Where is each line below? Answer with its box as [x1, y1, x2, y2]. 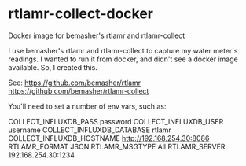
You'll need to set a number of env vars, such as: [8, 101, 167, 111]
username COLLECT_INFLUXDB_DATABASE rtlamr [8, 125, 171, 135]
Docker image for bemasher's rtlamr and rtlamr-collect [8, 31, 185, 40]
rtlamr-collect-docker [8, 5, 153, 23]
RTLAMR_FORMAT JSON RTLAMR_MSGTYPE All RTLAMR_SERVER [8, 142, 226, 151]
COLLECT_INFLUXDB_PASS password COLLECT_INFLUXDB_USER [8, 116, 224, 126]
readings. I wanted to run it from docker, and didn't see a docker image [8, 54, 238, 64]
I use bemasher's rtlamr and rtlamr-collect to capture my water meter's [8, 46, 238, 55]
